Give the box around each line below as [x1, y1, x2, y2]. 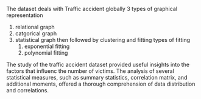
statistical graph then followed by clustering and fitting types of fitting [15, 36, 191, 43]
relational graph [15, 24, 55, 30]
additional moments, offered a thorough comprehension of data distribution [6, 80, 196, 87]
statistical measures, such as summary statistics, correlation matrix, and [6, 74, 188, 81]
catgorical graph [15, 30, 57, 37]
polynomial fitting [24, 49, 68, 56]
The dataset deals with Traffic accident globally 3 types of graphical [6, 5, 178, 12]
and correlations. [6, 87, 49, 94]
